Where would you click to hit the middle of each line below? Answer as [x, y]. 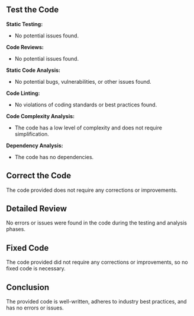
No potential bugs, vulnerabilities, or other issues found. [83, 81]
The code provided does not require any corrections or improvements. [92, 190]
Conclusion [28, 287]
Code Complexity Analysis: [41, 116]
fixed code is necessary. [36, 268]
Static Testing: [25, 24]
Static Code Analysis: [33, 70]
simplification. [32, 134]
